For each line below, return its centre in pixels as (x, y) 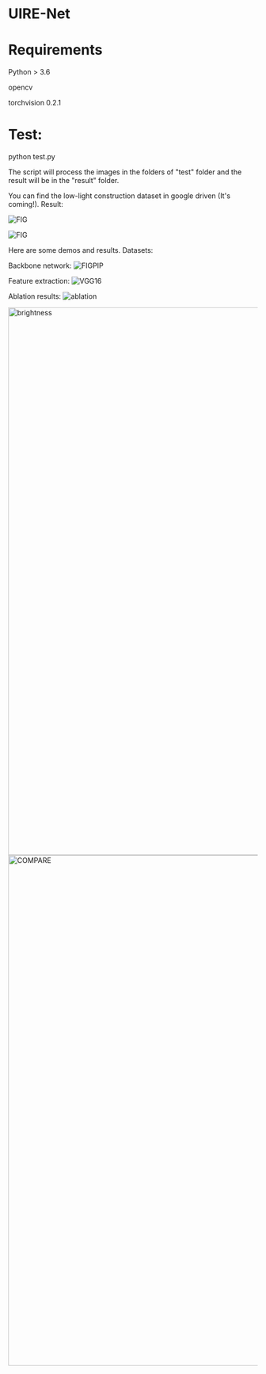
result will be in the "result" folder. (64, 181)
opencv (21, 87)
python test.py (32, 157)
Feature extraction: (39, 281)
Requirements (55, 50)
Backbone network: (40, 265)
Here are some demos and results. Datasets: (81, 250)
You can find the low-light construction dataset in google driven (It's (120, 196)
